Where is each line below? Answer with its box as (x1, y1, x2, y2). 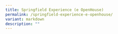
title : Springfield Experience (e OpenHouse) (5, 7, 104, 12)
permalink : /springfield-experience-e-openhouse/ (5, 12, 113, 17)
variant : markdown (5, 16, 44, 21)
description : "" (5, 21, 40, 26)
